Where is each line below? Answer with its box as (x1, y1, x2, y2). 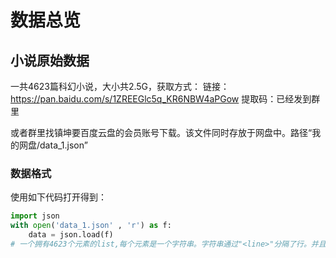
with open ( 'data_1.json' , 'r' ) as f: (10, 221, 172, 231)
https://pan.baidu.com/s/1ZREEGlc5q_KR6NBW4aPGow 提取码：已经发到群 (10, 93, 321, 105)
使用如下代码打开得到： (10, 191, 107, 203)
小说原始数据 (10, 52, 90, 69)
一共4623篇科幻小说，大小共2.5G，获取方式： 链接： (10, 81, 230, 92)
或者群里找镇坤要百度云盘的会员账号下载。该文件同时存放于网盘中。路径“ (10, 127, 313, 138)
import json (10, 211, 60, 221)
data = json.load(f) (28, 230, 114, 240)
